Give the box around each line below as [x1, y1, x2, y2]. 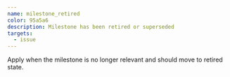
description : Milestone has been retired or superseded [7, 23, 174, 30]
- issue [13, 36, 37, 43]
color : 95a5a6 [7, 17, 49, 24]
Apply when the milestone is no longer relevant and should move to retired [7, 55, 223, 64]
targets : [7, 29, 33, 37]
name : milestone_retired [7, 10, 80, 17]
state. [7, 63, 24, 71]
